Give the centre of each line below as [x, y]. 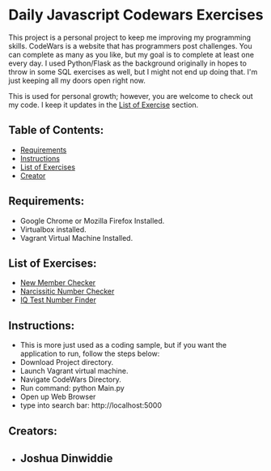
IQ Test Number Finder [58, 300]
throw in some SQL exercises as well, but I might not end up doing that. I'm [133, 71]
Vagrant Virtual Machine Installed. [76, 238]
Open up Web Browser [58, 397]
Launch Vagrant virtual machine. [74, 371]
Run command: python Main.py [72, 388]
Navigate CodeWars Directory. [70, 379]
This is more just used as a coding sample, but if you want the [123, 345]
